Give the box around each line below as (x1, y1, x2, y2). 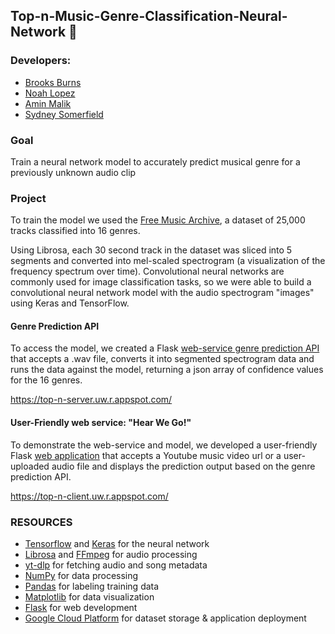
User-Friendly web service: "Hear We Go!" (10, 417, 192, 429)
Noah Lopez (24, 87, 76, 99)
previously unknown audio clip (10, 166, 137, 178)
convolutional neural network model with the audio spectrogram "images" (10, 287, 315, 299)
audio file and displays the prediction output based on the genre (51, 460, 316, 472)
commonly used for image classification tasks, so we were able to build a (10, 276, 312, 288)
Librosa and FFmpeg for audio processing (24, 548, 198, 560)
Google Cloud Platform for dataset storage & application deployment (24, 612, 307, 624)
